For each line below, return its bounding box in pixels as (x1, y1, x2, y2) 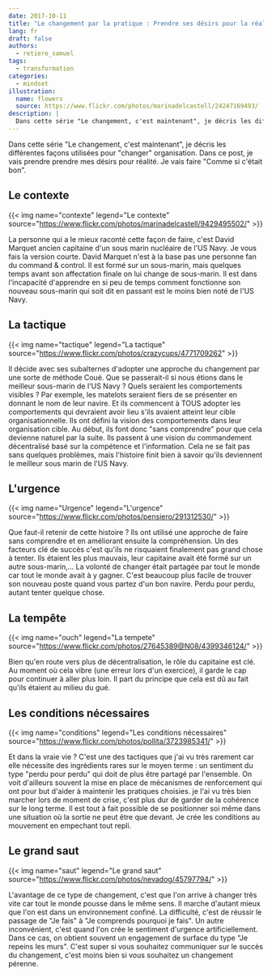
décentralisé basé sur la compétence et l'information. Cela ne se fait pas (8, 441, 251, 451)
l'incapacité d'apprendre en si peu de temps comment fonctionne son (8, 277, 241, 287)
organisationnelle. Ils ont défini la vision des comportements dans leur (8, 415, 242, 425)
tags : (8, 57, 27, 66)
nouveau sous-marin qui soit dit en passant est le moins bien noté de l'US (8, 286, 255, 295)
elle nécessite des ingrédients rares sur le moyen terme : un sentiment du (8, 760, 253, 770)
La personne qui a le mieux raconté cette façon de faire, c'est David (8, 234, 235, 244)
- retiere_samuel (15, 49, 74, 57)
